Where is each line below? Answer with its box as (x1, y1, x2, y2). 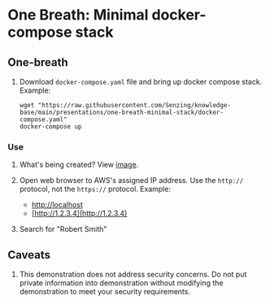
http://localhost (31, 200, 83, 210)
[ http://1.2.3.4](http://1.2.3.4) (31, 209, 128, 219)
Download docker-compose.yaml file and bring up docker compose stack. (19, 77, 263, 86)
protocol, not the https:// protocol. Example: (19, 185, 172, 194)
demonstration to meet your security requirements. (19, 287, 190, 297)
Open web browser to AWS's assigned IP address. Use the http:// (19, 176, 244, 185)
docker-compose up (19, 123, 82, 131)
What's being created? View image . (19, 160, 139, 170)
